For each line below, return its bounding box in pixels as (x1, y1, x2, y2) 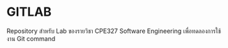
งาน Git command (6, 34, 56, 43)
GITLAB (6, 4, 52, 20)
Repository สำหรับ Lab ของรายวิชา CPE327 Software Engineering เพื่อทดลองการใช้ (6, 27, 221, 35)
